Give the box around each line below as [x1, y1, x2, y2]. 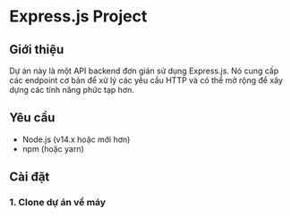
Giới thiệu [9, 42, 64, 57]
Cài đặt [9, 170, 50, 185]
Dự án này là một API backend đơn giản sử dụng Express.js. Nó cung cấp [9, 65, 279, 76]
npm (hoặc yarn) [21, 143, 85, 154]
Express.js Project [9, 6, 148, 27]
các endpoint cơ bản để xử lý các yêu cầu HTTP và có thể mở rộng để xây [9, 75, 284, 86]
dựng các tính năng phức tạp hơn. [9, 85, 134, 95]
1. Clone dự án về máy [9, 196, 106, 209]
